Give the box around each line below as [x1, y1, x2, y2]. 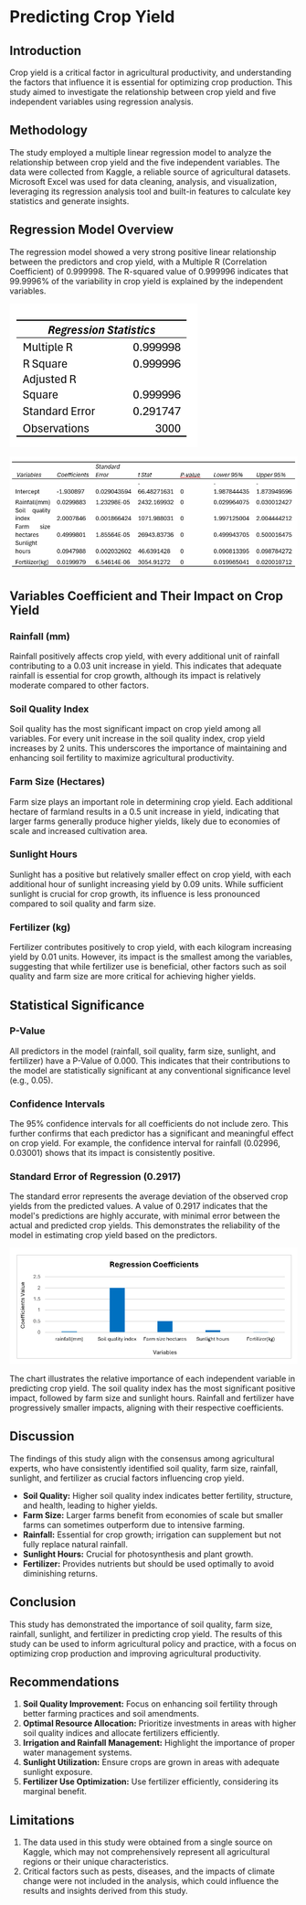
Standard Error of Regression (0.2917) [9, 1171, 182, 1183]
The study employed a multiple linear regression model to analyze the [9, 146, 272, 157]
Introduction [9, 43, 82, 59]
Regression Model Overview [9, 222, 174, 238]
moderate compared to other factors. [9, 680, 149, 690]
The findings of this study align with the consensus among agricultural [9, 1452, 275, 1464]
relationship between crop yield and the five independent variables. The [9, 156, 280, 167]
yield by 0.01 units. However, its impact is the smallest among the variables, [9, 951, 293, 962]
